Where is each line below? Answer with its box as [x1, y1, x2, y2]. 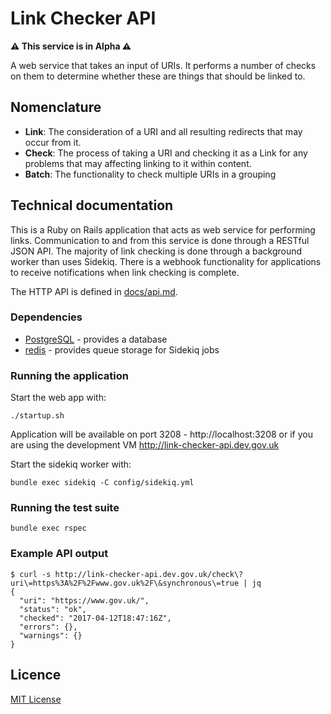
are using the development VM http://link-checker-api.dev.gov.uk [10, 439, 280, 451]
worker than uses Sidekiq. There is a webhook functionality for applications [10, 255, 322, 267]
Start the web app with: [10, 392, 107, 404]
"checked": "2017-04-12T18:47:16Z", [19, 613, 172, 623]
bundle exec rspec [10, 523, 87, 534]
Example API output [10, 547, 109, 561]
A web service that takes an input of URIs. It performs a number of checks [10, 59, 317, 71]
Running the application [10, 368, 129, 382]
